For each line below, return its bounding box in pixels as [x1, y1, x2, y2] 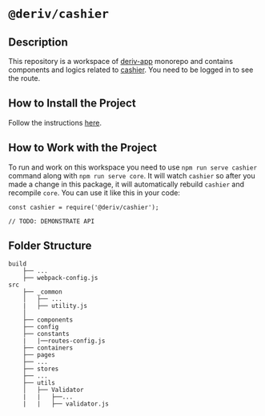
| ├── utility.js [22, 302, 88, 310]
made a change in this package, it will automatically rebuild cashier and [8, 179, 245, 189]
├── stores [22, 365, 59, 374]
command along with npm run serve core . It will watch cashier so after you [8, 170, 255, 180]
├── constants [22, 330, 70, 338]
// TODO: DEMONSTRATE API [8, 217, 94, 226]
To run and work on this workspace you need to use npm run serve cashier [8, 162, 258, 172]
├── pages [22, 351, 56, 359]
